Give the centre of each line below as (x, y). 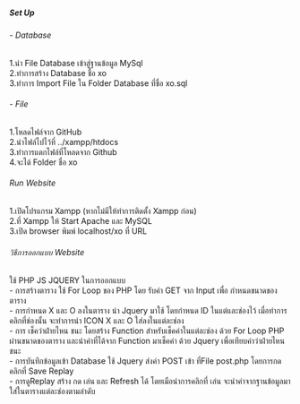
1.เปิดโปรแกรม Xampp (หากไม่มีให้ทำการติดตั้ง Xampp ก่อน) (103, 211)
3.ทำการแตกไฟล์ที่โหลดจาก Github (64, 151)
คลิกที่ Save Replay (42, 371)
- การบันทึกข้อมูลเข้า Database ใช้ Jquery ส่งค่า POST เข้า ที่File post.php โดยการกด (146, 361)
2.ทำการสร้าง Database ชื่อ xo (58, 73)
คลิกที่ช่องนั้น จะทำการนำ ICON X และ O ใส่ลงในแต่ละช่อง (97, 321)
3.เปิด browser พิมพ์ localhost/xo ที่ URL (78, 231)
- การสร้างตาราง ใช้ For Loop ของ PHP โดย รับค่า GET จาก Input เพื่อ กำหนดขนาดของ (143, 290)
